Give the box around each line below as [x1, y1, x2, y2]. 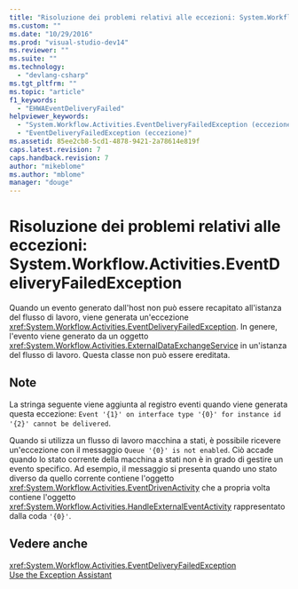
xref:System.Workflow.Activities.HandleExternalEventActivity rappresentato [9, 501, 286, 512]
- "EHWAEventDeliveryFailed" [17, 104, 125, 113]
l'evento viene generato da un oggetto [9, 330, 149, 342]
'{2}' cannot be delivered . [9, 418, 112, 428]
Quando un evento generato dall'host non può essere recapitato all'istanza [9, 303, 282, 314]
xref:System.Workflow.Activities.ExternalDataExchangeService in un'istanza [9, 340, 287, 351]
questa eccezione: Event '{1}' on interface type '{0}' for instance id [9, 408, 281, 418]
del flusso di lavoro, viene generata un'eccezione [9, 312, 189, 322]
